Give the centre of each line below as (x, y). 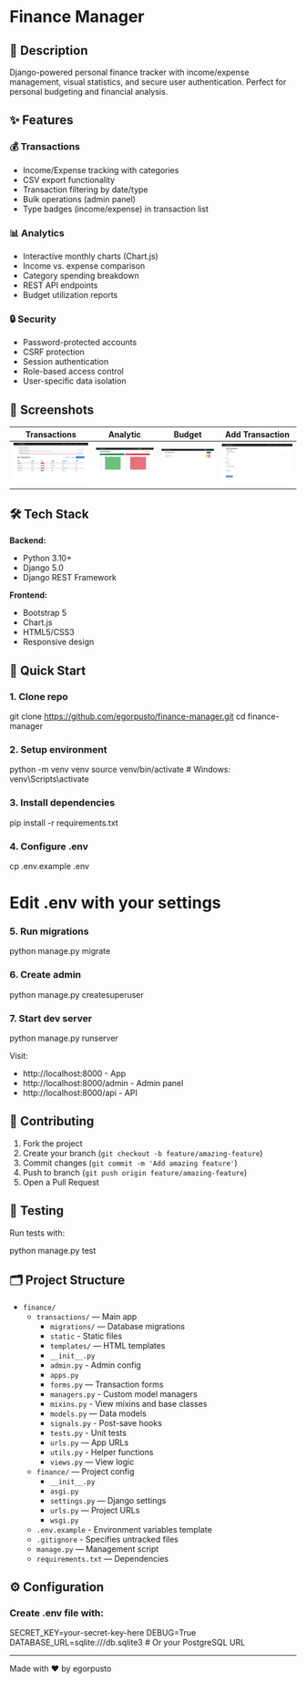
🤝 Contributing (52, 1121)
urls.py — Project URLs (95, 1510)
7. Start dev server (51, 1018)
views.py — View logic (92, 1462)
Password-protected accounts (80, 343)
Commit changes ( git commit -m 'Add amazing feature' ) (130, 1163)
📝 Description (49, 51)
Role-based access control (73, 372)
